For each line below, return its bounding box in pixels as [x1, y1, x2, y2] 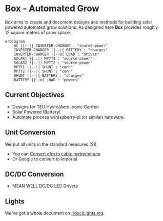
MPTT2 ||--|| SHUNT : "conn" [14, 69, 73, 74]
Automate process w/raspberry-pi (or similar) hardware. [12, 114, 125, 120]
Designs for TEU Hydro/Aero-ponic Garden [12, 104, 99, 110]
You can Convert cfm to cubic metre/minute [12, 151, 101, 156]
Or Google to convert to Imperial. [12, 156, 79, 162]
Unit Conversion [5, 128, 56, 137]
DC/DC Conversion [5, 170, 64, 178]
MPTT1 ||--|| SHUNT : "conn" [14, 65, 73, 69]
